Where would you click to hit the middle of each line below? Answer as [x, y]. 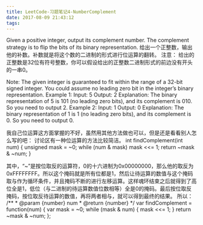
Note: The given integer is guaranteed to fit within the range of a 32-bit [95, 82]
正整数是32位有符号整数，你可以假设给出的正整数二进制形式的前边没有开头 [100, 62]
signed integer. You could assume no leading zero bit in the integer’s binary [100, 89]
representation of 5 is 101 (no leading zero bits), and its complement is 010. [99, 101]
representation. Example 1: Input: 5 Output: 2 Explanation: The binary [92, 95]
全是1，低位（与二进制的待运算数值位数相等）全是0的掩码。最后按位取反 [101, 189]
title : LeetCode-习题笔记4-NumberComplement [61, 12]
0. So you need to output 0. [40, 121]
